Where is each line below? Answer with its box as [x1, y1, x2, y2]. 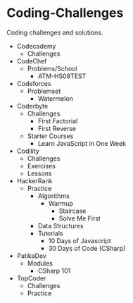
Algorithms [37, 192, 70, 200]
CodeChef [16, 56, 47, 65]
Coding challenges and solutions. [6, 28, 103, 37]
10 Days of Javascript [48, 236, 111, 245]
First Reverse [37, 124, 77, 132]
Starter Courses [27, 132, 74, 140]
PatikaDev [16, 252, 46, 260]
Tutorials [37, 229, 63, 237]
